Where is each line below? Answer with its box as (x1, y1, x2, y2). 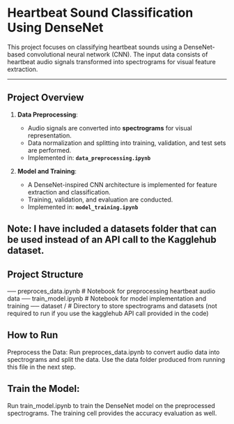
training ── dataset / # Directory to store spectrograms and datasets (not (7, 301, 217, 310)
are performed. (27, 146, 72, 154)
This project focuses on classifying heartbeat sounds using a (7, 43, 182, 51)
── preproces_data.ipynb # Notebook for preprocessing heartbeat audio (7, 287, 216, 295)
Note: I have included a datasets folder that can (7, 223, 217, 235)
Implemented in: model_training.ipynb (27, 202, 139, 211)
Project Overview (7, 92, 84, 104)
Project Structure (7, 268, 84, 280)
